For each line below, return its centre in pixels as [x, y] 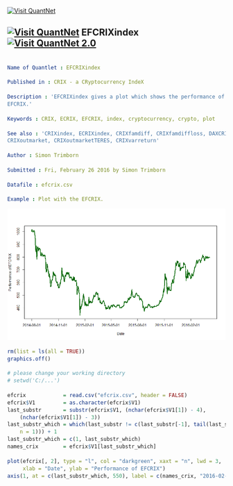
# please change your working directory [67, 374]
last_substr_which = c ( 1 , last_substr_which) [74, 439]
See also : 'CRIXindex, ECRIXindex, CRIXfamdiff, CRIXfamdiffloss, [107, 133]
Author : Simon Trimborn [43, 156]
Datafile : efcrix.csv [40, 185]
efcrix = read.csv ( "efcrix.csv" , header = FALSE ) [97, 395]
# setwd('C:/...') [34, 381]
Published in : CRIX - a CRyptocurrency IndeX [76, 82]
